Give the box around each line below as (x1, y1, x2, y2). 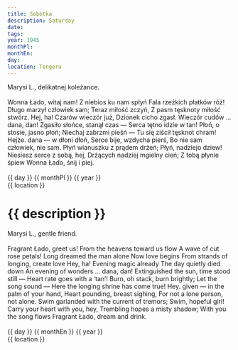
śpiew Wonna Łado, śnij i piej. (7, 158, 94, 167)
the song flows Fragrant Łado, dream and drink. (7, 312, 147, 320)
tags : (7, 30, 23, 38)
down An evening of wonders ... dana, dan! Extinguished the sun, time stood (7, 267, 231, 275)
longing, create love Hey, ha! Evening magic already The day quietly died (7, 259, 221, 268)
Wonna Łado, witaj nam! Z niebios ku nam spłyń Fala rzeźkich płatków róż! (7, 97, 225, 106)
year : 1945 (7, 37, 40, 44)
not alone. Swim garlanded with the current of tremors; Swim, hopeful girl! (7, 297, 225, 305)
